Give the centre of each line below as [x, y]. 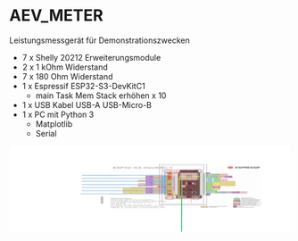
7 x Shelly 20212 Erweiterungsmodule [91, 57]
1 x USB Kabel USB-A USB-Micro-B [87, 104]
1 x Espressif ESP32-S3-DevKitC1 [83, 86]
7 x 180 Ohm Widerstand [67, 76]
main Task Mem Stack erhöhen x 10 [101, 96]
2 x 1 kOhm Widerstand [65, 67]
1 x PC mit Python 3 [58, 114]
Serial [46, 133]
